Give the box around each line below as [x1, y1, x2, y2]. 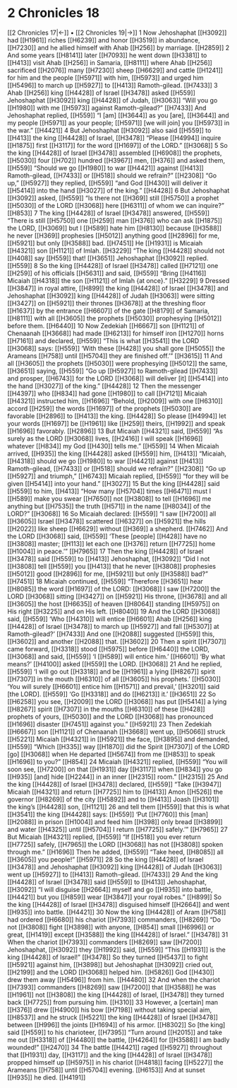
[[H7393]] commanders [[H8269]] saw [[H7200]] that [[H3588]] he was [7, 983, 217, 991]
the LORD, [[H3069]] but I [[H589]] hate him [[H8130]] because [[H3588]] [7, 224, 222, 232]
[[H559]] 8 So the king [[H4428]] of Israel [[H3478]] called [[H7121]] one [7, 261, 219, 270]
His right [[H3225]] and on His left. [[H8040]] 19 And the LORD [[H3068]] [7, 607, 221, 615]
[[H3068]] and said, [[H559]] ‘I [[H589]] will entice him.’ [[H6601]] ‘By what [7, 652, 226, 661]
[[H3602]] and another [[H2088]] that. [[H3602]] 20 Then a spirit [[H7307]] [7, 637, 227, 645]
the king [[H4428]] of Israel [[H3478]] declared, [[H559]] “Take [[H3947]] [7, 780, 222, 788]
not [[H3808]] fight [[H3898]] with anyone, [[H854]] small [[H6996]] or [7, 922, 214, 931]
